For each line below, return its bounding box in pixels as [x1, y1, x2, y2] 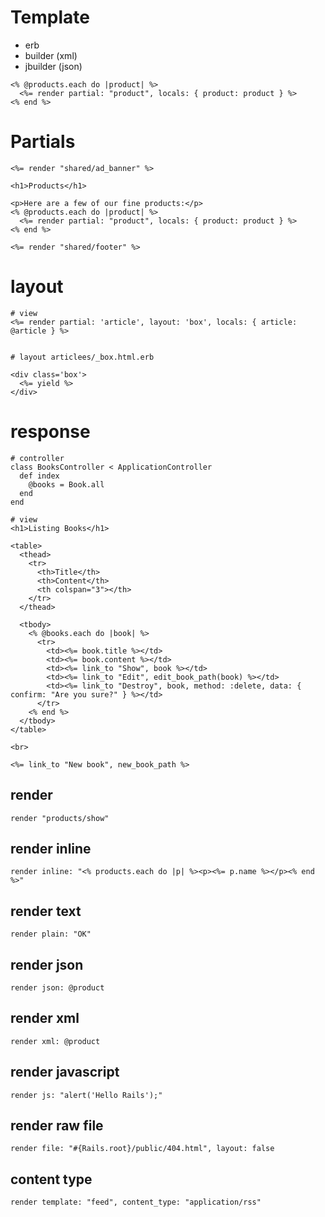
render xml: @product [10, 1036, 101, 1046]
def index [19, 471, 60, 481]
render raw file [10, 1117, 104, 1135]
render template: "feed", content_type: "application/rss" [10, 1197, 262, 1208]
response [10, 421, 91, 443]
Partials [10, 131, 76, 153]
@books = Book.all [28, 479, 105, 490]
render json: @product [10, 983, 105, 993]
